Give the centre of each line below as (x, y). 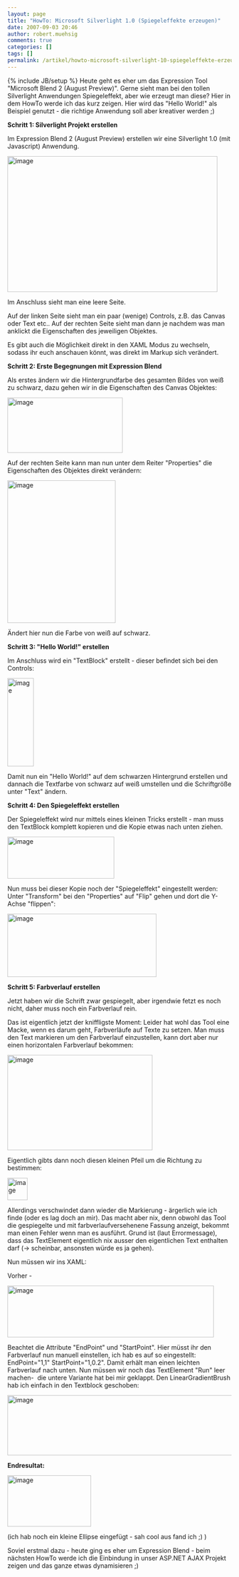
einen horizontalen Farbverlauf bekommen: (70, 1045)
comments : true (30, 41)
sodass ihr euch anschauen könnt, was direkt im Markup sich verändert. (113, 352)
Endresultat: (26, 1465)
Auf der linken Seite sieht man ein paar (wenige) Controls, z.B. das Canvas (116, 316)
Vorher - (20, 1276)
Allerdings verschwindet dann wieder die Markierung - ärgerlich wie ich (112, 1210)
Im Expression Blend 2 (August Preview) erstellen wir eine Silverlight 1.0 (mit (119, 138)
